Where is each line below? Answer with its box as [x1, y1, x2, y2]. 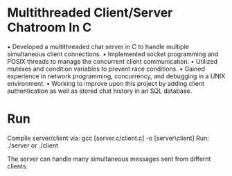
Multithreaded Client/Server [7, 5, 173, 21]
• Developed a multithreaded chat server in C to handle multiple [7, 42, 189, 51]
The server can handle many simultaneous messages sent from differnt [7, 155, 211, 163]
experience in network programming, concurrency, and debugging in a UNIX [7, 71, 226, 80]
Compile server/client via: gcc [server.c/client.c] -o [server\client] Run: [7, 134, 209, 142]
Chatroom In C [7, 19, 92, 35]
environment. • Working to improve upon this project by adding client [7, 79, 205, 87]
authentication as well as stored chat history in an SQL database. [7, 87, 193, 95]
